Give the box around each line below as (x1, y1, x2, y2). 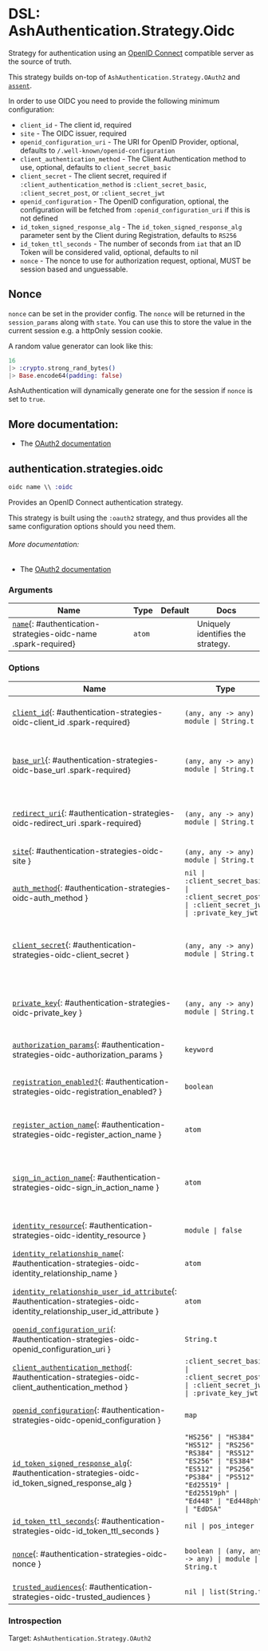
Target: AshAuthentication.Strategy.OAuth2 (8, 1633, 152, 1642)
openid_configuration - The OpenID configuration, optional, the (19, 196, 229, 206)
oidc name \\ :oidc (8, 483, 73, 491)
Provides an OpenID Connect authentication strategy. (8, 497, 183, 507)
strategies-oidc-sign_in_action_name (12, 1181, 154, 1193)
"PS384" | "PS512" (184, 1472, 254, 1482)
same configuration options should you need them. (8, 521, 176, 531)
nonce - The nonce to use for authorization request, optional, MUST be (19, 256, 251, 265)
